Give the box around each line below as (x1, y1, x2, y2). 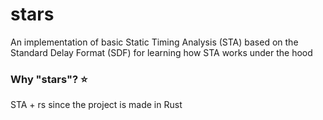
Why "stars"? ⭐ (10, 72, 88, 86)
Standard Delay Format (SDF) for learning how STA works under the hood (10, 46, 313, 58)
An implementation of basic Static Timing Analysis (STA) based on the (10, 36, 299, 48)
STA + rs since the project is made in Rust (10, 99, 183, 111)
